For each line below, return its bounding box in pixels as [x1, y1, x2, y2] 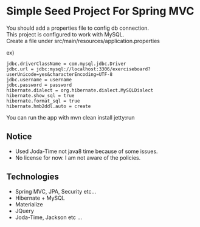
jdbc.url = [6, 66, 34, 72]
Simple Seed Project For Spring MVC [6, 4, 195, 18]
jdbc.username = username [6, 76, 72, 83]
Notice [6, 132, 32, 142]
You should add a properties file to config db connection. [6, 24, 150, 32]
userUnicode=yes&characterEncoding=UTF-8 [6, 71, 113, 77]
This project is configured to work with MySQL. [6, 30, 125, 38]
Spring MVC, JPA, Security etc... [15, 188, 97, 195]
